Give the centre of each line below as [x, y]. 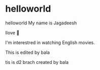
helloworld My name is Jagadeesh [41, 23]
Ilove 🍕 [12, 32]
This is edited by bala [27, 52]
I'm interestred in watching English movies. [50, 42]
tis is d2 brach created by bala [37, 62]
